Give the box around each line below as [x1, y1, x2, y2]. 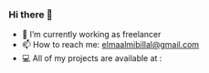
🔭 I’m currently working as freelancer [21, 29, 162, 40]
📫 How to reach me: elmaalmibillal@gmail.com [21, 39, 200, 50]
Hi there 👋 [8, 8, 54, 21]
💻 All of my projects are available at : [21, 53, 162, 64]
